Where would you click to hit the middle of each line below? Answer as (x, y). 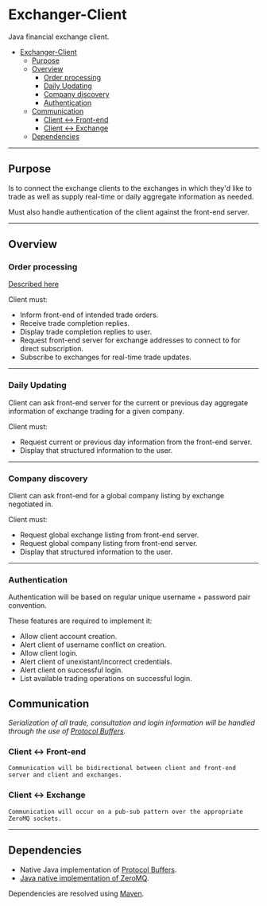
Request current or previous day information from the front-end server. (136, 442)
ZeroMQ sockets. (35, 819)
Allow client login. (48, 653)
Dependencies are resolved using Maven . (76, 893)
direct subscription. (52, 349)
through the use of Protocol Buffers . (67, 731)
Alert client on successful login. (71, 670)
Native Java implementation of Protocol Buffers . (98, 869)
